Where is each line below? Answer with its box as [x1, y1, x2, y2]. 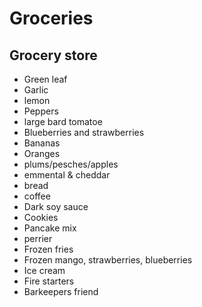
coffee [23, 190, 51, 202]
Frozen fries [23, 243, 74, 255]
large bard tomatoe [23, 116, 103, 127]
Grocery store [9, 47, 98, 64]
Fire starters [23, 275, 75, 287]
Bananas [23, 137, 61, 149]
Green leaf [23, 73, 68, 85]
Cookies [23, 212, 59, 223]
